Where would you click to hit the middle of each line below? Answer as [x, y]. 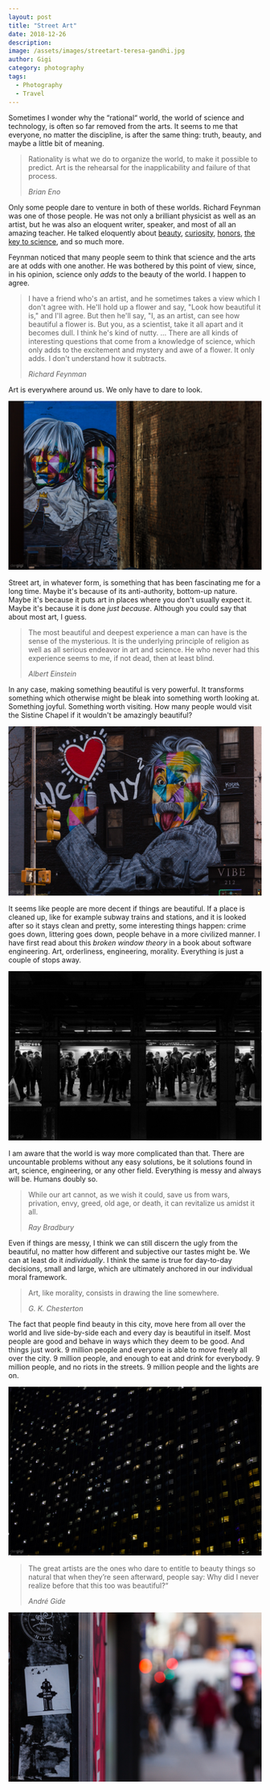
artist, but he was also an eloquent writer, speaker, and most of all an [123, 224]
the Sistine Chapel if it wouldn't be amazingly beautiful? [100, 715]
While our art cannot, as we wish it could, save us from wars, [129, 1194]
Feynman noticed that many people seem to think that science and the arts [132, 257]
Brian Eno [44, 191]
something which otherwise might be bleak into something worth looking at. [134, 698]
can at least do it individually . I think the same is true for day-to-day [121, 1260]
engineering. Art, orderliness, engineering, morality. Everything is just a [126, 951]
